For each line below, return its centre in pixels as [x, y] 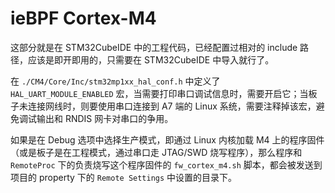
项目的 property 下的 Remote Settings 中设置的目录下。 [124, 177]
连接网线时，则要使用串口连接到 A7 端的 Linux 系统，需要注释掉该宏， [172, 106]
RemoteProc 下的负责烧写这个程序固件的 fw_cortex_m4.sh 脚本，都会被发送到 [166, 164]
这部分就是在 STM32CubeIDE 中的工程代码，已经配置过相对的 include [154, 47]
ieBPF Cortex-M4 [83, 18]
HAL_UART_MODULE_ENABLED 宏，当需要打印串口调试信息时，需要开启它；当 [159, 93]
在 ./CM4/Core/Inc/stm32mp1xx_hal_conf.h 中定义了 [115, 81]
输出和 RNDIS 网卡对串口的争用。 [105, 118]
